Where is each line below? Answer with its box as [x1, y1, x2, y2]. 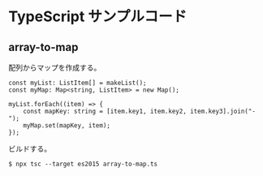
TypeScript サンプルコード [8, 7, 188, 26]
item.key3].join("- [189, 107, 256, 115]
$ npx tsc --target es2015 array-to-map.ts [8, 160, 158, 168]
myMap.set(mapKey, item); [23, 122, 111, 130]
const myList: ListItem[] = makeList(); [8, 79, 148, 87]
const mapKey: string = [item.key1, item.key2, [23, 107, 187, 115]
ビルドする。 [8, 144, 51, 153]
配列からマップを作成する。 [8, 62, 101, 72]
